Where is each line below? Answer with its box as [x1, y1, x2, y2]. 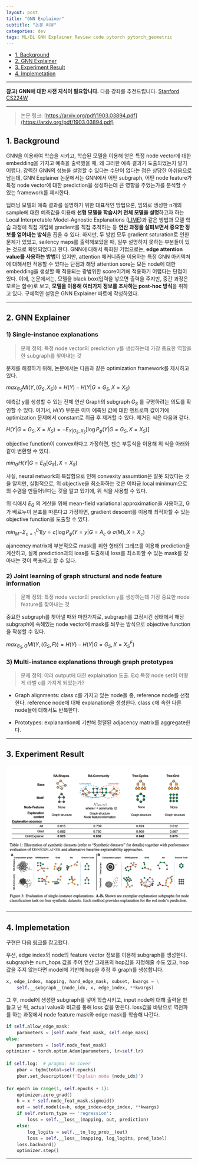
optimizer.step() [16, 1148, 60, 1154]
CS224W [6, 94, 28, 101]
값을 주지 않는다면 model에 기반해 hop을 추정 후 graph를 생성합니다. [6, 966, 164, 973]
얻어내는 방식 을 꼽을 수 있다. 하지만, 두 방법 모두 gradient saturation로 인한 [16, 230, 190, 238]
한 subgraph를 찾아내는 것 [20, 352, 82, 359]
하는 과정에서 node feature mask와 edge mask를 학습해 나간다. [12, 1011, 160, 1018]
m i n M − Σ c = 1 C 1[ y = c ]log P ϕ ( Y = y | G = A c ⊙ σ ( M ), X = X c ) [6, 527, 146, 537]
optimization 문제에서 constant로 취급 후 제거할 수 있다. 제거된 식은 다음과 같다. [6, 414, 190, 421]
